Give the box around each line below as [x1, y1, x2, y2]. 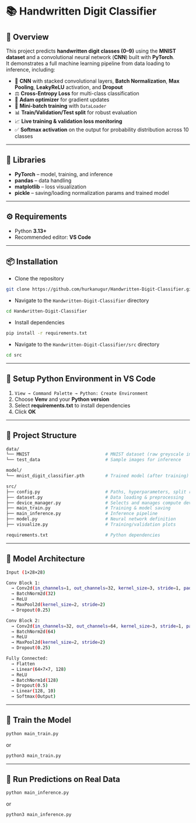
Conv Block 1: [6, 580, 41, 586]
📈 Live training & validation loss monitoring [14, 118, 123, 125]
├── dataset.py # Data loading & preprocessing [6, 494, 184, 500]
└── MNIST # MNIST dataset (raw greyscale [6, 451, 184, 457]
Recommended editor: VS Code [14, 234, 92, 241]
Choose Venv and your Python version [14, 396, 110, 403]
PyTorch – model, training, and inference [14, 170, 113, 177]
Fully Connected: [6, 656, 48, 661]
